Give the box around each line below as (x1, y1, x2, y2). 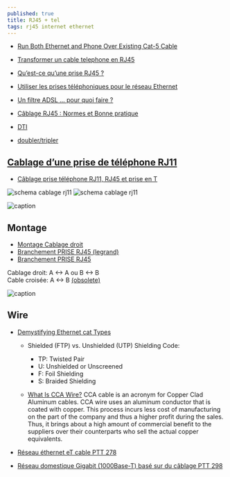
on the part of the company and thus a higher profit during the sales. (27, 412, 224, 421)
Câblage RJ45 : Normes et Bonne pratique (17, 109, 139, 118)
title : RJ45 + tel (7, 17, 60, 24)
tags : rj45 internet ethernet (7, 23, 95, 30)
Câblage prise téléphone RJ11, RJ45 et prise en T (17, 175, 158, 183)
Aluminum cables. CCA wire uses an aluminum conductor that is (27, 397, 211, 406)
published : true (7, 10, 54, 17)
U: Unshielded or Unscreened (37, 362, 123, 370)
